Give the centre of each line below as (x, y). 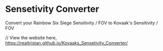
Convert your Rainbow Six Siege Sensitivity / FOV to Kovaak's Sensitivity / (81, 23)
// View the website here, (31, 38)
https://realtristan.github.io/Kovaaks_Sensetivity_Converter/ (66, 43)
